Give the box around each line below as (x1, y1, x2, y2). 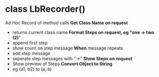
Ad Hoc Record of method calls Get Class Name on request (5, 20, 128, 26)
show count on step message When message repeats (12, 45, 123, 51)
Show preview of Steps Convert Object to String (12, 61, 113, 67)
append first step (12, 39, 48, 45)
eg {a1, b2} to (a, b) (12, 66, 52, 72)
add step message (12, 50, 51, 56)
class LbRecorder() (5, 3, 85, 15)
